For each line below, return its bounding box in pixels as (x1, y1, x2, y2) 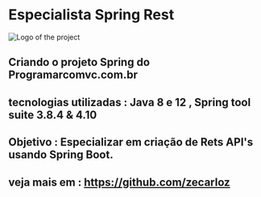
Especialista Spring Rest (8, 6, 175, 24)
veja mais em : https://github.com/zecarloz (8, 175, 231, 189)
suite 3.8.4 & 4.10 (8, 108, 97, 121)
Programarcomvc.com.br (8, 68, 139, 82)
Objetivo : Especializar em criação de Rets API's (8, 135, 254, 150)
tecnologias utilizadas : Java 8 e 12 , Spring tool (8, 95, 251, 109)
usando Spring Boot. (8, 148, 114, 162)
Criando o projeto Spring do (8, 55, 151, 69)
